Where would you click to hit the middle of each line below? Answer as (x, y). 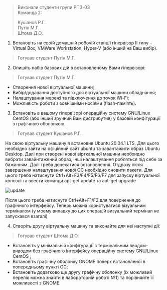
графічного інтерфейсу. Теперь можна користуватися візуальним (75, 205)
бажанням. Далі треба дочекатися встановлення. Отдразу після (74, 165)
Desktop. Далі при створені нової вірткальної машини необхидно (75, 154)
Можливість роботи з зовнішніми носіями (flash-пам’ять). (74, 103)
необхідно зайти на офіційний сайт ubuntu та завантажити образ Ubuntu (83, 149)
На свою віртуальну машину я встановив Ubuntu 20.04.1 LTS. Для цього (82, 143)
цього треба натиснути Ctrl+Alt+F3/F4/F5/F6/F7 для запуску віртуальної (82, 175)
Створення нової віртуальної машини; (53, 87)
